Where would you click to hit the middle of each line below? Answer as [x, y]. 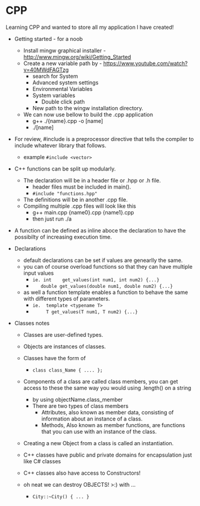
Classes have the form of [55, 358]
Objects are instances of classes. [64, 346]
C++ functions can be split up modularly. [65, 169]
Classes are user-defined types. [63, 334]
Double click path [63, 102]
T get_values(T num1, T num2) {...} [92, 312]
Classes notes [32, 323]
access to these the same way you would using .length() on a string [107, 388]
